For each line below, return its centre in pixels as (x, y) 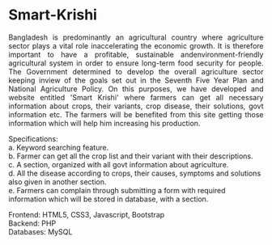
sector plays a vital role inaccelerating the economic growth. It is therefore (136, 45)
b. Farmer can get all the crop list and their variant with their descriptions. (131, 156)
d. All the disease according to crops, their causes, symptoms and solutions (135, 173)
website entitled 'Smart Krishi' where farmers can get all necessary (136, 97)
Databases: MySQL (40, 231)
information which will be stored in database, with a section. (108, 199)
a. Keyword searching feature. (59, 147)
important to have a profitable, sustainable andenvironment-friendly (136, 54)
